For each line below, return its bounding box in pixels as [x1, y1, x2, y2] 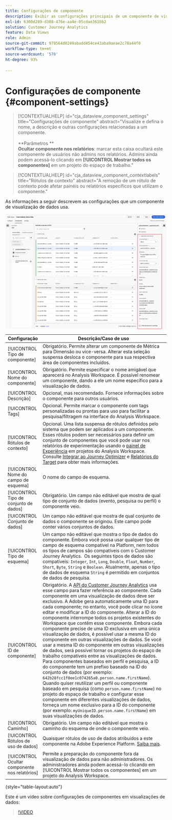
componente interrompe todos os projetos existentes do [42, 614, 161, 621]
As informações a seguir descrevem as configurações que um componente [5, 198, 164, 205]
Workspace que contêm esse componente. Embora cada [42, 620, 162, 626]
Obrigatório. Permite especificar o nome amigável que [42, 366, 157, 372]
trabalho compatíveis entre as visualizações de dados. [42, 653, 157, 659]
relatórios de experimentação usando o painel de [42, 442, 146, 449]
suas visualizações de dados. [42, 713, 105, 719]
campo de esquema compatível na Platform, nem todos [42, 542, 159, 548]
